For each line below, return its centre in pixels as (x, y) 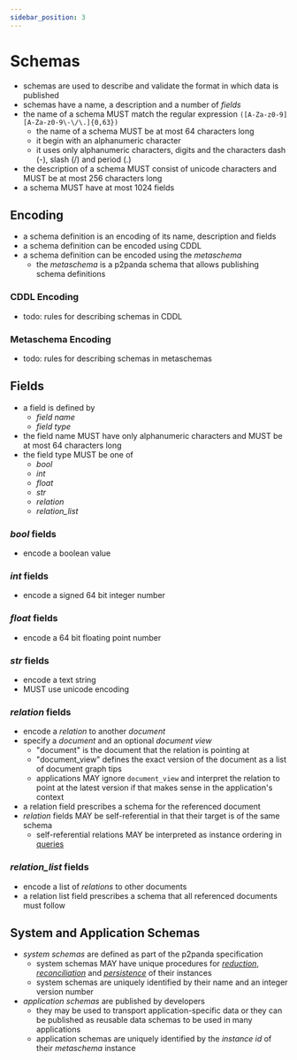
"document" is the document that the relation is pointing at (143, 750)
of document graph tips (79, 769)
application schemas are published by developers (114, 1002)
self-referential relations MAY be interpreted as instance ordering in (159, 835)
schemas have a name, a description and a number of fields (132, 104)
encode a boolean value (67, 553)
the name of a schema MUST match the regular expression (130, 114)
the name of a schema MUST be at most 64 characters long (145, 131)
